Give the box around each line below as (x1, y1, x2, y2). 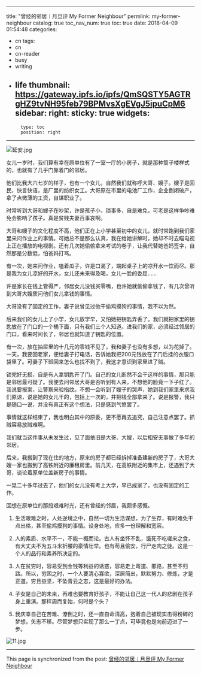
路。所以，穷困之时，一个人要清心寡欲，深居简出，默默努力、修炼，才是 (14, 570, 193, 577)
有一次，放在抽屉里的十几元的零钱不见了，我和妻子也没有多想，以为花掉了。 (6, 343, 195, 350)
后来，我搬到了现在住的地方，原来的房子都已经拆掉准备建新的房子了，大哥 (6, 453, 190, 461)
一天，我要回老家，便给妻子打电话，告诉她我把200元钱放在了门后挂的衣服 (6, 350, 190, 358)
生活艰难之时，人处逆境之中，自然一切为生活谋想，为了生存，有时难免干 (14, 514, 193, 522)
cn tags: (14, 37, 35, 44)
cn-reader (14, 50, 40, 57)
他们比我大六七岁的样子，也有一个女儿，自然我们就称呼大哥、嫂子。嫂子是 (6, 179, 190, 186)
